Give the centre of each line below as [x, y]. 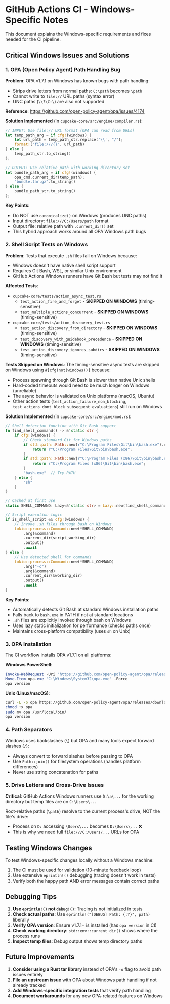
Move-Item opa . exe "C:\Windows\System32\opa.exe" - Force [67, 679]
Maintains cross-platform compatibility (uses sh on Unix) [71, 631]
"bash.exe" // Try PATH [50, 473]
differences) [25, 766]
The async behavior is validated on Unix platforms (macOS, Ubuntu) [83, 396]
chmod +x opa [19, 707]
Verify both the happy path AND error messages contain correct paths [86, 881]
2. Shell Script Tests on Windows [47, 244]
